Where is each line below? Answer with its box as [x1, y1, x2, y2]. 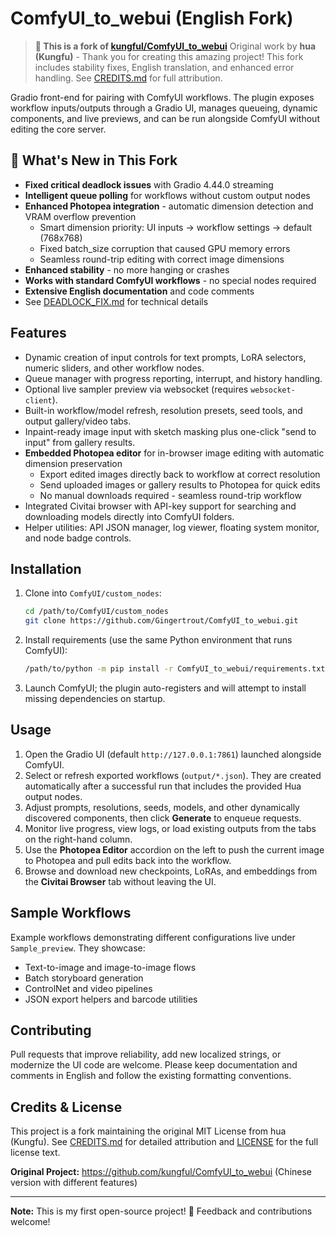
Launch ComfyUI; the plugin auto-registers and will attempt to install [24, 682, 307, 694]
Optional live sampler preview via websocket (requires [24, 383, 249, 395]
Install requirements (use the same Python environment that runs [24, 634, 293, 646]
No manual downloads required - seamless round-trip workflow [39, 489, 302, 501]
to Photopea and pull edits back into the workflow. [24, 854, 232, 866]
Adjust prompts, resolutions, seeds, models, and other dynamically [24, 801, 300, 813]
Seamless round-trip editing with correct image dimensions [39, 253, 285, 265]
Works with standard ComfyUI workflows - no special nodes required [24, 274, 317, 286]
